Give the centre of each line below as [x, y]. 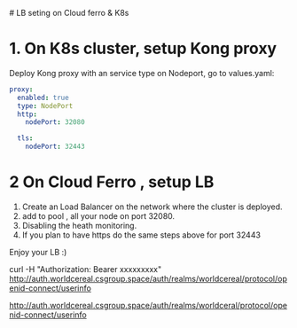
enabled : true [43, 98]
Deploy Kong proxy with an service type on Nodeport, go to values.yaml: [142, 73]
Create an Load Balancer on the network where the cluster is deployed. [152, 207]
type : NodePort [45, 105]
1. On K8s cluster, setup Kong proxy [143, 49]
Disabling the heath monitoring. [79, 226]
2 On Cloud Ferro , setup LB [112, 182]
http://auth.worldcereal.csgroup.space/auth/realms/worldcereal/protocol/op [148, 279]
